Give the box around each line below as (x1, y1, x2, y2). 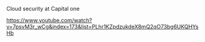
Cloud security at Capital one (6, 5, 80, 12)
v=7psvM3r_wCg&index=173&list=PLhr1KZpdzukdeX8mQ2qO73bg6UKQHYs (6, 23, 199, 30)
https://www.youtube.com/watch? (6, 17, 92, 23)
